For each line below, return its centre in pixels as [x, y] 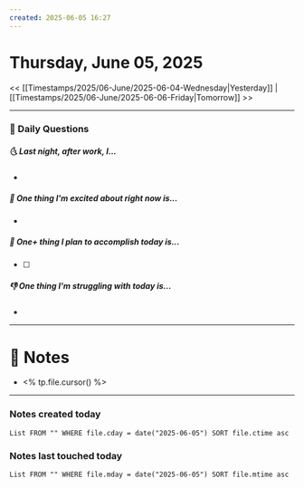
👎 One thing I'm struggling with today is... [90, 285]
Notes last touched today [66, 455]
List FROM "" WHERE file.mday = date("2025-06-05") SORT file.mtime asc [149, 474]
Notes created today [55, 415]
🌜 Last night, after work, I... [63, 151]
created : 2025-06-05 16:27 [60, 18]
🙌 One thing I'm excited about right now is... [94, 198]
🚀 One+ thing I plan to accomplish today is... [95, 242]
